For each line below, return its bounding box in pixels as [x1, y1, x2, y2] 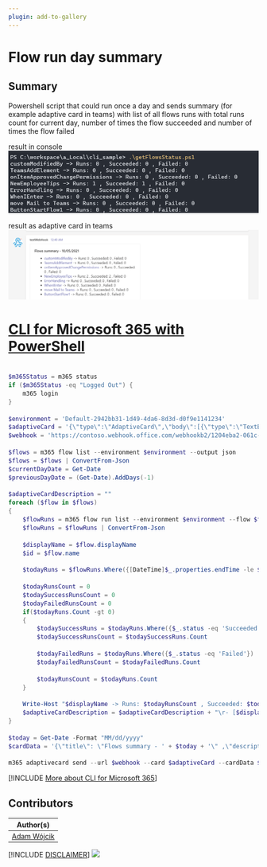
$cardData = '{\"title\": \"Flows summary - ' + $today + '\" [8, 742, 219, 750]
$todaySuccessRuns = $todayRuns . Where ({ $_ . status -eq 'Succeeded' [37, 625, 261, 633]
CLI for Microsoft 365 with [8, 320, 185, 338]
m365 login [22, 389, 59, 397]
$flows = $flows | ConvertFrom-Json [8, 456, 130, 465]
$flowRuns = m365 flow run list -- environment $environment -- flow [22, 516, 250, 524]
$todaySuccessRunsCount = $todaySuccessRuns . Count [37, 633, 208, 641]
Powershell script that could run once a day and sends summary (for [8, 100, 233, 111]
